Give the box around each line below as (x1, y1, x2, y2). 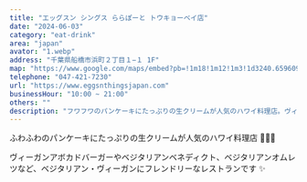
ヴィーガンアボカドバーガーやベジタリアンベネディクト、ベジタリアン (9, 152, 272, 163)
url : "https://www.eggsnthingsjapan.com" (9, 81, 170, 90)
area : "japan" (9, 38, 64, 48)
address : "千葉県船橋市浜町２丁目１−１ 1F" (9, 56, 160, 65)
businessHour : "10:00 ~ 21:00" (9, 89, 129, 98)
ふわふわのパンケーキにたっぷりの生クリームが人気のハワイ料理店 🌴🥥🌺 (9, 133, 276, 144)
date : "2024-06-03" (9, 22, 84, 31)
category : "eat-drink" (9, 30, 96, 39)
